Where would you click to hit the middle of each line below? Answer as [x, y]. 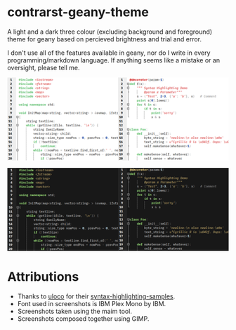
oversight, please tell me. [44, 67]
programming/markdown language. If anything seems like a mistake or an [113, 60]
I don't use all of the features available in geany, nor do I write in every [109, 53]
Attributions [43, 277]
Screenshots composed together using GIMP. [83, 318]
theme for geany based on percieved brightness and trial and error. [105, 39]
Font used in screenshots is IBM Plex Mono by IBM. [92, 303]
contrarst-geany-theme [78, 12]
